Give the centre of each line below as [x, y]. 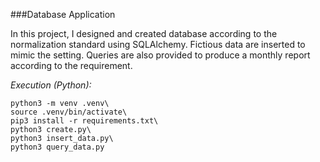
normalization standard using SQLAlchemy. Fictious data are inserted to [158, 44]
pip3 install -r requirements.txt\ [84, 121]
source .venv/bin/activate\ [69, 112]
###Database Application [63, 14]
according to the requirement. [71, 65]
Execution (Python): [51, 85]
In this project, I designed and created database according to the [144, 33]
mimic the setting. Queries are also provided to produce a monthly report [160, 55]
